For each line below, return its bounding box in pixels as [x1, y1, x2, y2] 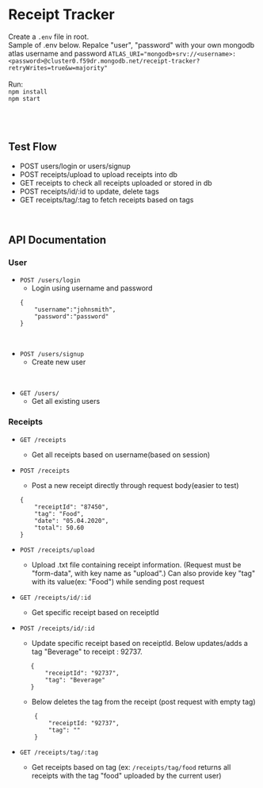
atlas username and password [8, 48, 107, 58]
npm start [8, 94, 41, 102]
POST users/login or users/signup [19, 161, 131, 171]
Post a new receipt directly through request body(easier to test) [31, 480, 239, 490]
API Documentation [8, 233, 107, 247]
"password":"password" [34, 313, 109, 321]
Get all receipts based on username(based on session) [31, 450, 211, 459]
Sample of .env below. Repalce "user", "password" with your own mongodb [8, 40, 255, 49]
